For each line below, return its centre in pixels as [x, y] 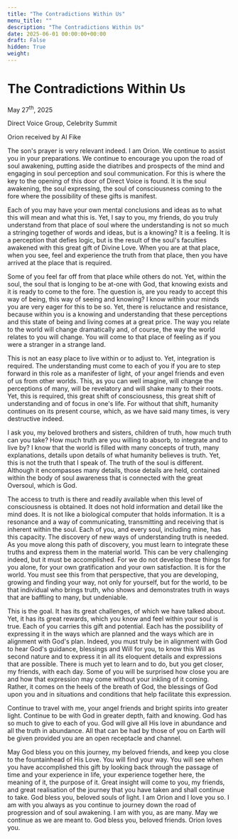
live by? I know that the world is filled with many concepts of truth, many [113, 448]
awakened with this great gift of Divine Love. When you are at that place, [114, 248]
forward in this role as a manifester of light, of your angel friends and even [116, 373]
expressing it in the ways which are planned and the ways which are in [111, 634]
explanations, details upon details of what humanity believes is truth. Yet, [114, 455]
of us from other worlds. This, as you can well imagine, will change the [111, 381]
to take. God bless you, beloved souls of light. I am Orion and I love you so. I [118, 798]
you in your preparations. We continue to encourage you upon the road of [115, 159]
